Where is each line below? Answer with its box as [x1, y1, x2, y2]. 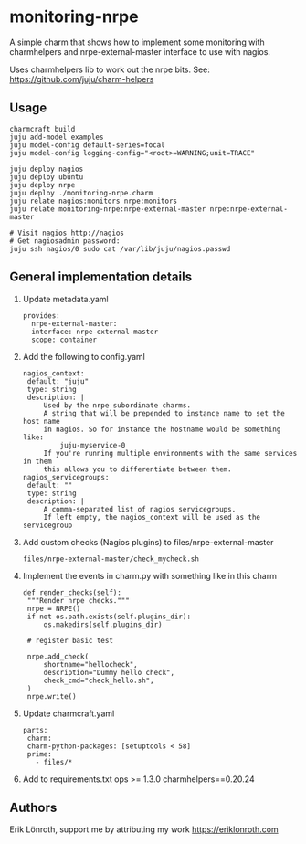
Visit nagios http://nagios [17, 228, 125, 237]
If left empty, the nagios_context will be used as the [43, 512, 261, 522]
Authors [9, 799, 58, 815]
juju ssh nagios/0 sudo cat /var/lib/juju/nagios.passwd [9, 244, 231, 253]
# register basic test [26, 636, 114, 645]
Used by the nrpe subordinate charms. [43, 400, 192, 410]
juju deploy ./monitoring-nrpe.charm [9, 188, 153, 197]
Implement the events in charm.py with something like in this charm [22, 570, 277, 581]
